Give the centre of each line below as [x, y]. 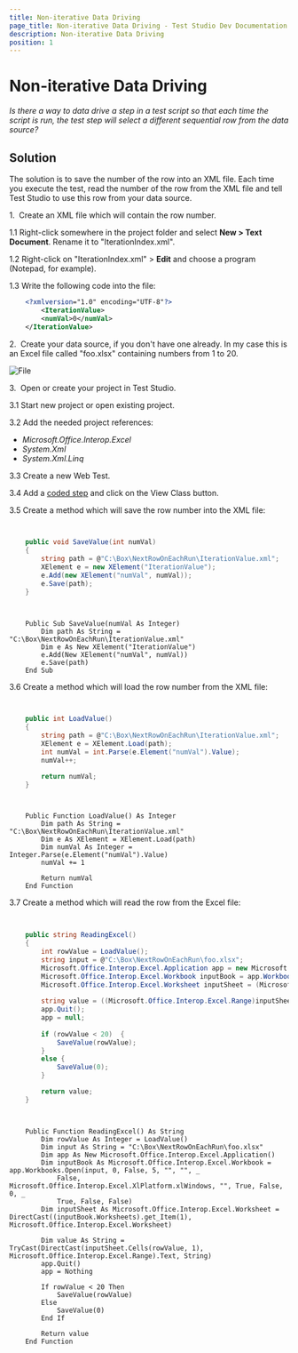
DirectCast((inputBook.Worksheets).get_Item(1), [101, 1217]
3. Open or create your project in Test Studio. [93, 388]
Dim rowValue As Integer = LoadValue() [115, 1139]
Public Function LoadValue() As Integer [101, 816]
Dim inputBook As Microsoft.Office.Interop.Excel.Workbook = [157, 1162]
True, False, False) [94, 1201]
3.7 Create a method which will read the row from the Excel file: [125, 902]
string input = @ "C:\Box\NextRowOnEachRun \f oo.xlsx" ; [142, 960]
